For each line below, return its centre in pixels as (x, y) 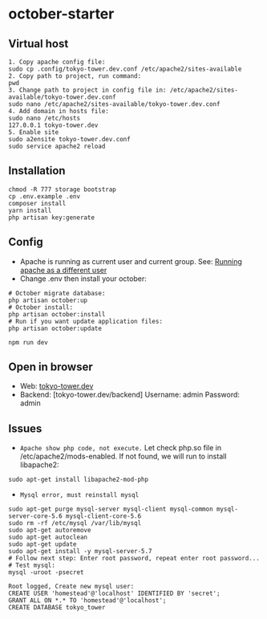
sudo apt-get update (43, 544)
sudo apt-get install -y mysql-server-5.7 (80, 552)
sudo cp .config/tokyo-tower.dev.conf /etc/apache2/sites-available (125, 69)
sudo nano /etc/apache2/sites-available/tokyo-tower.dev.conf (114, 104)
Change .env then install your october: (83, 279)
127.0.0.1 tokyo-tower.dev (53, 125)
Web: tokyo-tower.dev (57, 386)
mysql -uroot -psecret (46, 572)
